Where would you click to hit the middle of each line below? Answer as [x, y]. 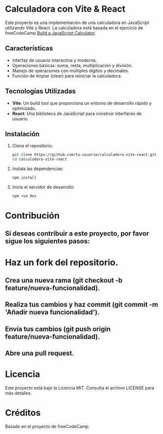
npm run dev [24, 196]
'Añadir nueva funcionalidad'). [52, 312]
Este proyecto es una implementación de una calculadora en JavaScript [77, 23]
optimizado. [24, 108]
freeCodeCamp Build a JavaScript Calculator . [51, 33]
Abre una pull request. [40, 353]
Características [29, 48]
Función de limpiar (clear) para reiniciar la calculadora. [67, 76]
